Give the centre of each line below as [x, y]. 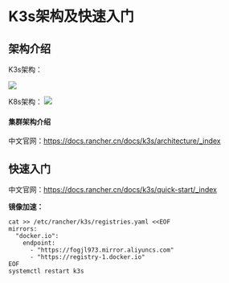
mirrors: [23, 229]
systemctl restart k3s [46, 271]
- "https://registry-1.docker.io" [88, 257]
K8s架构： [25, 102]
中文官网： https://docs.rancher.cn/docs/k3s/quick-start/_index [112, 190]
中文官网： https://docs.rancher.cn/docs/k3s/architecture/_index [115, 141]
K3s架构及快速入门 [71, 16]
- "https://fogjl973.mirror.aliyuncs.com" [102, 250]
